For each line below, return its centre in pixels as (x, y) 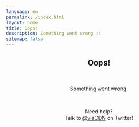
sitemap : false (25, 39)
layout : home (22, 22)
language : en (22, 12)
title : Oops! (22, 28)
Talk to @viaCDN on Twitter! (99, 118)
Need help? (99, 111)
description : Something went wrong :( (54, 34)
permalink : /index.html (35, 17)
